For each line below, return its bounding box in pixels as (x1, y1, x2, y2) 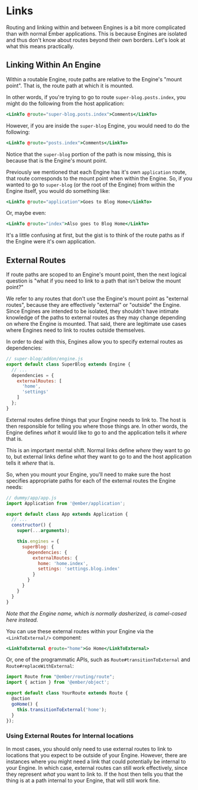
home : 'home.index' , (37, 560, 89, 566)
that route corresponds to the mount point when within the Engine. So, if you (6, 175, 193, 182)
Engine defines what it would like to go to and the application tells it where (6, 429, 187, 436)
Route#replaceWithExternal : (6, 662, 74, 670)
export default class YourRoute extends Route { (6, 690, 128, 696)
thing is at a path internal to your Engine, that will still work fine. (6, 776, 161, 784)
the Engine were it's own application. (6, 238, 96, 245)
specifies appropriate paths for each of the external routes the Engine (6, 477, 176, 484)
